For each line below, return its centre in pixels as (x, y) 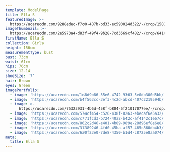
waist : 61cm (18, 62)
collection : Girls (25, 43)
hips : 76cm (17, 66)
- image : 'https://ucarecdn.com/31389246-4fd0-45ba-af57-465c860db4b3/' (88, 128)
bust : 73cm (17, 57)
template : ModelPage (27, 10)
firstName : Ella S (25, 39)
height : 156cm (20, 48)
